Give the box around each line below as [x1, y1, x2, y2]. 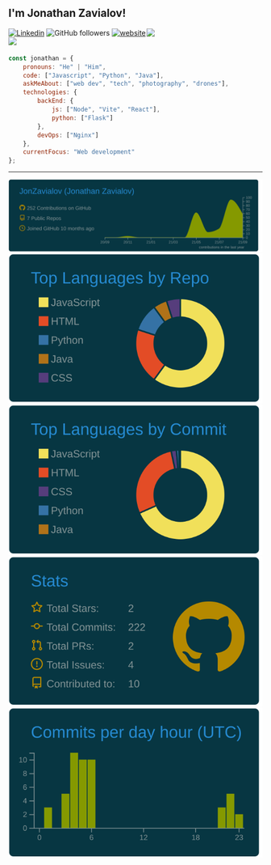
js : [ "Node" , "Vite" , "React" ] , [51, 105, 161, 114]
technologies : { [23, 88, 78, 96]
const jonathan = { [8, 54, 74, 62]
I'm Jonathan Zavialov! [8, 6, 127, 20]
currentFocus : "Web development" [23, 148, 135, 156]
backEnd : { [37, 97, 74, 105]
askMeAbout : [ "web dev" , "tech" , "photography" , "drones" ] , [23, 80, 229, 88]
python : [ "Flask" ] [51, 113, 114, 122]
